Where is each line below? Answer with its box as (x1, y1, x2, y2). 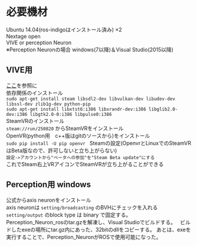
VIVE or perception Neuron (6, 39, 72, 46)
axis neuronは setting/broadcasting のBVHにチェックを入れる (6, 203, 158, 211)
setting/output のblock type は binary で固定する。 (6, 211, 132, 218)
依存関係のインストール (6, 89, 63, 96)
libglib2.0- (148, 106, 178, 112)
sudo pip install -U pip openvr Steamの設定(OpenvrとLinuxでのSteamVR (6, 140, 192, 147)
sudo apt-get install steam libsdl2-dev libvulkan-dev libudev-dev (6, 96, 176, 102)
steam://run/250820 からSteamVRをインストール (6, 125, 124, 132)
